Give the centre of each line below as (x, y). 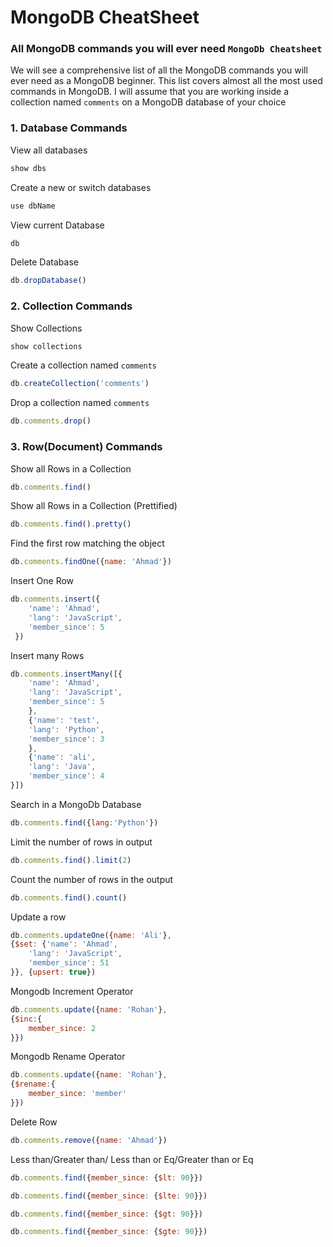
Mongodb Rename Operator (68, 1057)
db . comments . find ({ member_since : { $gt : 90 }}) (106, 1214)
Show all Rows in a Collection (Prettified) (94, 506)
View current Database (57, 225)
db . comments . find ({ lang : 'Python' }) (84, 822)
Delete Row (34, 1122)
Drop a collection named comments (80, 403)
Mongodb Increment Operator (72, 991)
